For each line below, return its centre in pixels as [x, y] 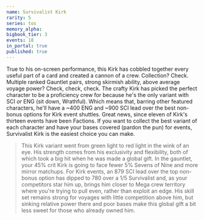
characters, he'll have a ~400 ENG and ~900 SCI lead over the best [91, 108]
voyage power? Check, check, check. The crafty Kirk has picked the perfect [102, 88]
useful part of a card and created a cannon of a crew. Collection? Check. [97, 75]
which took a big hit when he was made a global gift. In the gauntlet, [107, 158]
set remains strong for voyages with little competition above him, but [107, 197]
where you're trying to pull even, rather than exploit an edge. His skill [107, 191]
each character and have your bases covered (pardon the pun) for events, [99, 127]
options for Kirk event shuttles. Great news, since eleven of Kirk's [105, 114]
